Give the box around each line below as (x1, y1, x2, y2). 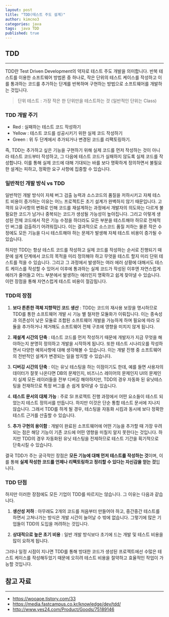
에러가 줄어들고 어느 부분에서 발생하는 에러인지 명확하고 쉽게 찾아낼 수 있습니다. (5, 272, 161, 278)
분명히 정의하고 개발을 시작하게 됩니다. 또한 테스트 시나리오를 (30, 340, 150, 346)
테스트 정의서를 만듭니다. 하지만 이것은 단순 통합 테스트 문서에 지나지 (26, 400, 160, 406)
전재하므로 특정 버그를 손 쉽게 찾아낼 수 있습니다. (22, 382, 117, 389)
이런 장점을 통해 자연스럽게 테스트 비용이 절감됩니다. (5, 278, 107, 284)
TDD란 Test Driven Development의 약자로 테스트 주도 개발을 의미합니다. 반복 (5, 68, 158, 74)
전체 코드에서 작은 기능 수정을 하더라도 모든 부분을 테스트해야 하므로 (14, 217, 147, 223)
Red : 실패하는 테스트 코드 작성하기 (12, 124, 81, 130)
